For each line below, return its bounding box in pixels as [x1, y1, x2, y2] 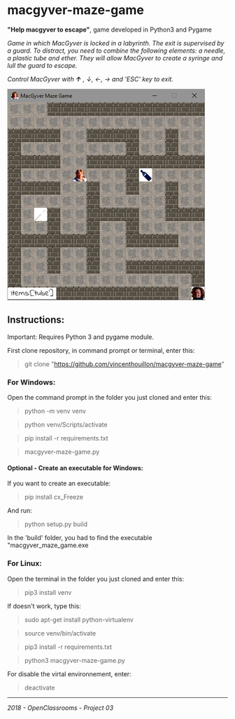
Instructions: [7, 314, 65, 326]
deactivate [24, 683, 55, 692]
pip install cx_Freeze [24, 493, 84, 502]
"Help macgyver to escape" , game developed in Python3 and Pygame [7, 25, 212, 34]
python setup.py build [24, 520, 87, 528]
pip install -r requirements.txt [24, 434, 108, 443]
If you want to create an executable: [7, 479, 111, 488]
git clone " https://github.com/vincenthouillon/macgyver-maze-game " [24, 360, 225, 368]
